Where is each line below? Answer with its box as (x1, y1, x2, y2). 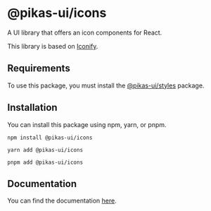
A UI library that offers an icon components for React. (7, 28, 162, 37)
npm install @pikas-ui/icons (7, 134, 93, 141)
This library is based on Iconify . (7, 42, 98, 50)
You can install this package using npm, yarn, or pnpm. (7, 120, 167, 128)
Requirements (7, 62, 70, 75)
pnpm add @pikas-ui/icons (7, 159, 83, 166)
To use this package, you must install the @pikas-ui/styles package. (7, 81, 205, 90)
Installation (7, 102, 58, 114)
